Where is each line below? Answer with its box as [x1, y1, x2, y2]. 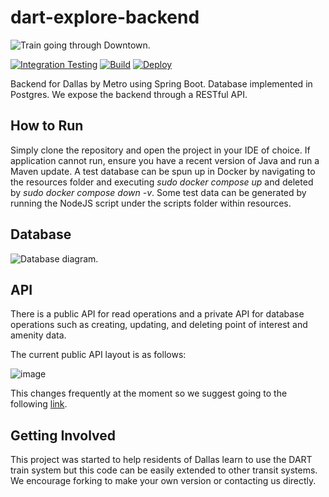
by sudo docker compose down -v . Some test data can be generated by [10, 186, 307, 198]
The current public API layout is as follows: [10, 349, 187, 361]
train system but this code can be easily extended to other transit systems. [10, 464, 318, 476]
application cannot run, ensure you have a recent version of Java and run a [10, 154, 320, 166]
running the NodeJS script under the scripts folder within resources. [10, 197, 292, 209]
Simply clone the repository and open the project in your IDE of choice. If [10, 144, 311, 156]
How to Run [10, 117, 84, 135]
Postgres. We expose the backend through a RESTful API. [10, 88, 248, 100]
